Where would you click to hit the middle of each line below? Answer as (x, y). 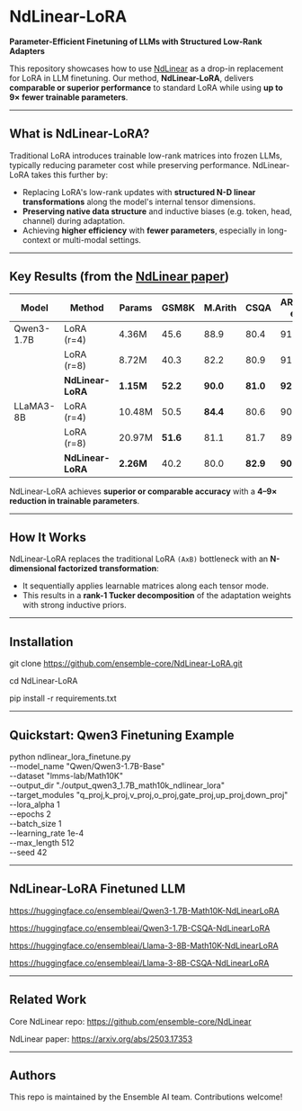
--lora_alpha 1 (35, 804)
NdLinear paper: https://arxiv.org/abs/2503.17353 (101, 1039)
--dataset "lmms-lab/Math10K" (67, 776)
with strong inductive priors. (75, 605)
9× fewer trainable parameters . (69, 97)
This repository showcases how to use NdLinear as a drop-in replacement (147, 68)
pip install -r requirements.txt (63, 698)
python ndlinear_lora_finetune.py (70, 757)
